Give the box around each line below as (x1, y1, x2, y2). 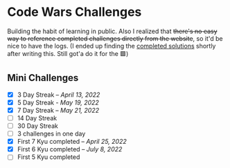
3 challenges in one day (17, 129, 86, 138)
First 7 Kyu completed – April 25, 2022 (17, 138, 127, 146)
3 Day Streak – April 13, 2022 (17, 91, 100, 99)
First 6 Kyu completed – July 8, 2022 (17, 145, 123, 153)
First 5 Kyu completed (17, 153, 80, 161)
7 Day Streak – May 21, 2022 (17, 106, 100, 114)
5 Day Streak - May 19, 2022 (17, 98, 99, 106)
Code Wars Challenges (7, 4, 142, 20)
